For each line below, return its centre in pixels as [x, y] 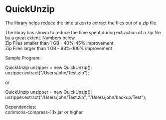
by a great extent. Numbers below [40, 38]
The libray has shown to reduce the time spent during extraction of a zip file [83, 32]
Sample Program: [23, 58]
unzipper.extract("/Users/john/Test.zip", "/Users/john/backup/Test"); [76, 97]
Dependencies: [21, 107]
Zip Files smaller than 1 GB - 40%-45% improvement [59, 43]
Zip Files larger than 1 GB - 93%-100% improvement [59, 48]
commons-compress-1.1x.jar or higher [44, 112]
